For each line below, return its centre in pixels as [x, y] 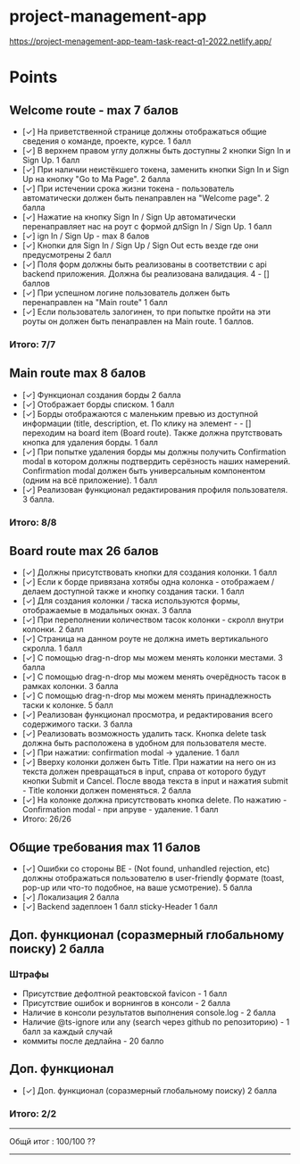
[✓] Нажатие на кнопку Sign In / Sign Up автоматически [129, 217]
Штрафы [29, 974]
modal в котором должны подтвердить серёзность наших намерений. [156, 461]
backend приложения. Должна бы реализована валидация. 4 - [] [146, 273]
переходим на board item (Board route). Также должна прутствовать [152, 432]
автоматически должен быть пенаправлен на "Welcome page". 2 [146, 197]
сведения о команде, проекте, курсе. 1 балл [107, 141]
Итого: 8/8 [33, 522]
